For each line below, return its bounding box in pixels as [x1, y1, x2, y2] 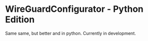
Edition [5, 14, 35, 25]
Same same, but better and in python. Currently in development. [5, 30, 136, 36]
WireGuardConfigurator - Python [5, 3, 144, 15]
